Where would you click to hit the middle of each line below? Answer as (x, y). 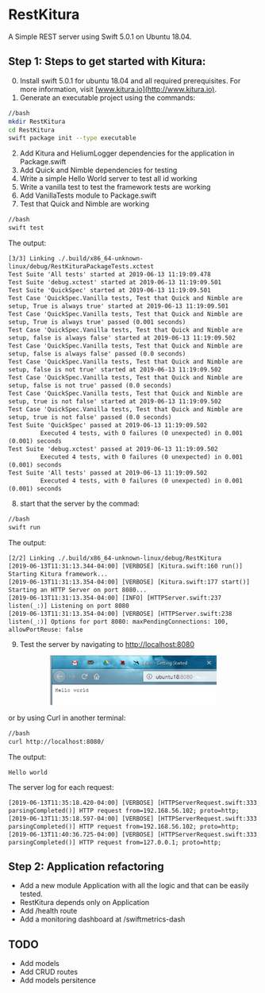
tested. (31, 894)
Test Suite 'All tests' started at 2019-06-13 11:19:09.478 (110, 275)
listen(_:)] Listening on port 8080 (69, 606)
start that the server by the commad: (80, 503)
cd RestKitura (32, 130)
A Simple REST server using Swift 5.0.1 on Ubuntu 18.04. (100, 37)
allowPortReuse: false (46, 629)
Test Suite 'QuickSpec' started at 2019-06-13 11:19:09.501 (110, 291)
